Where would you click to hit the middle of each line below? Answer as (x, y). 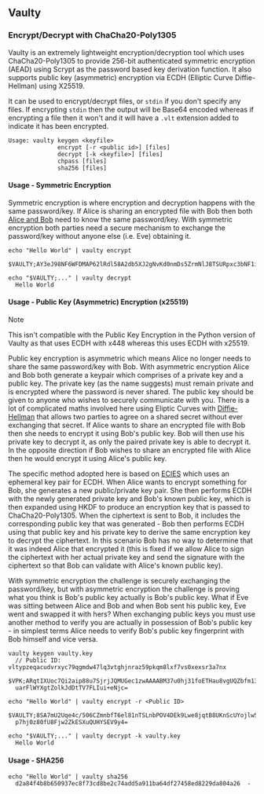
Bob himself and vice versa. (53, 639)
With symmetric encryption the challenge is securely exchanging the (119, 581)
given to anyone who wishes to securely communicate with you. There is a (129, 401)
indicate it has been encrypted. (59, 126)
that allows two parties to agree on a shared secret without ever (140, 417)
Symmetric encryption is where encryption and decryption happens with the (132, 203)
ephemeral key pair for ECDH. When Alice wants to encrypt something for (128, 482)
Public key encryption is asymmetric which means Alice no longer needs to (130, 359)
